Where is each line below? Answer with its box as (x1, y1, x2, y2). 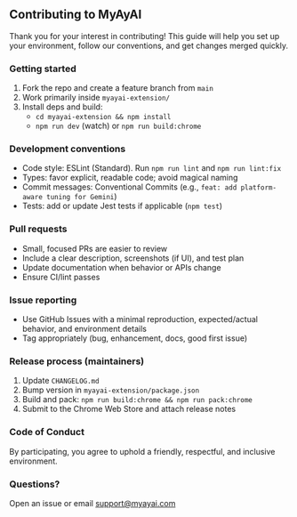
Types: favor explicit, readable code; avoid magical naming (21, 173, 238, 183)
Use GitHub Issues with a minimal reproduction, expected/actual (21, 314, 258, 324)
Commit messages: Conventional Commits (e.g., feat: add (21, 182, 237, 192)
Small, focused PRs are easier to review (21, 243, 168, 254)
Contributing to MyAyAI (9, 7, 142, 22)
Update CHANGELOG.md (21, 376, 100, 386)
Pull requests (9, 222, 68, 235)
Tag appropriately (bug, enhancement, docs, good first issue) (21, 333, 248, 343)
